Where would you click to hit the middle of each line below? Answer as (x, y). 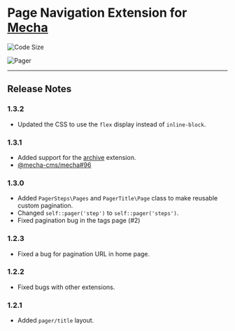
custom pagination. (45, 206)
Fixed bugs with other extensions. (66, 287)
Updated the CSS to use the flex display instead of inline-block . (112, 124)
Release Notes (40, 89)
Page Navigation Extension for (97, 13)
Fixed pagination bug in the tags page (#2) (79, 221)
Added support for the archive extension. (77, 157)
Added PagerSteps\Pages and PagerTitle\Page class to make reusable (117, 198)
